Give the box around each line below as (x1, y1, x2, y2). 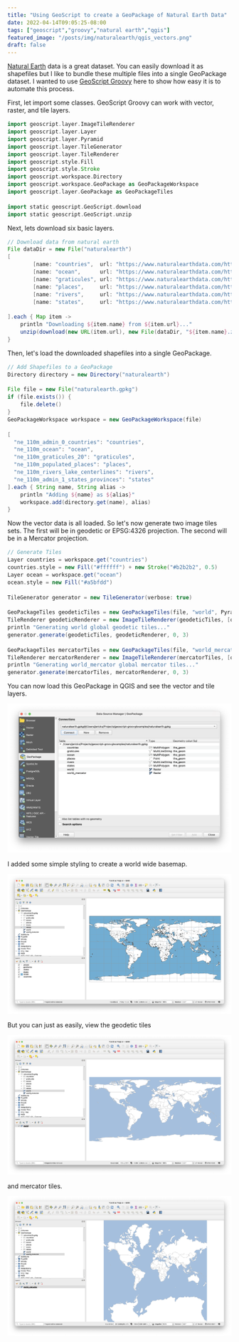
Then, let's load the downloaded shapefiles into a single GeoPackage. (7, 349, 212, 357)
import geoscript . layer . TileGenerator (7, 143, 122, 150)
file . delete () (20, 401, 62, 409)
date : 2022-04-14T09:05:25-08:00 (7, 19, 107, 26)
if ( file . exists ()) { (7, 394, 72, 401)
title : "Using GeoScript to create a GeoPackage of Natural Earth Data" (7, 11, 228, 19)
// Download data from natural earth (7, 238, 119, 246)
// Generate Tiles (7, 549, 62, 556)
